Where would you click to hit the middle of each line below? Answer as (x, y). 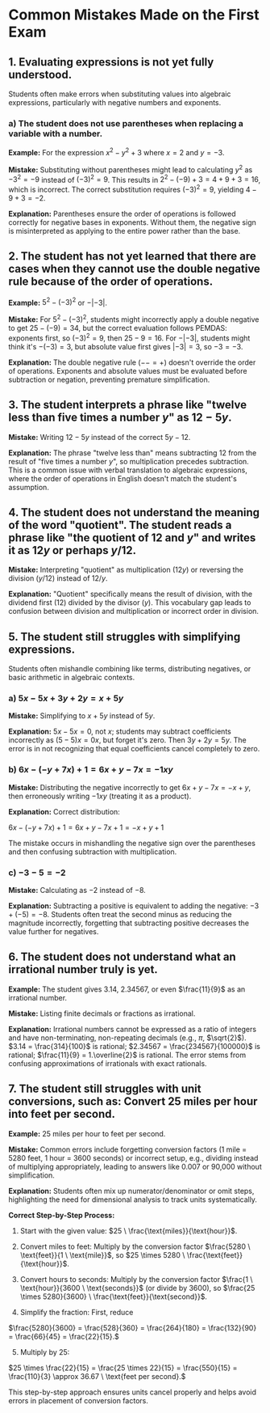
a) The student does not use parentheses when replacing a (126, 123)
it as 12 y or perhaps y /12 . (73, 550)
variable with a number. (56, 133)
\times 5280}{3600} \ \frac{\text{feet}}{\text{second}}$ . (114, 1297)
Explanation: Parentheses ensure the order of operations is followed (122, 214)
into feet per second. (62, 1114)
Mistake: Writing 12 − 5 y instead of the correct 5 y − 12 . (100, 437)
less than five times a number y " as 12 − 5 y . (120, 418)
